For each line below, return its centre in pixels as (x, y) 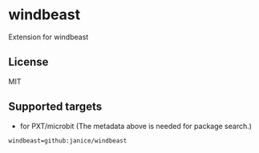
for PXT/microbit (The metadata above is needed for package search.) (136, 126)
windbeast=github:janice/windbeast (68, 141)
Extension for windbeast (49, 37)
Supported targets (55, 107)
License (28, 62)
